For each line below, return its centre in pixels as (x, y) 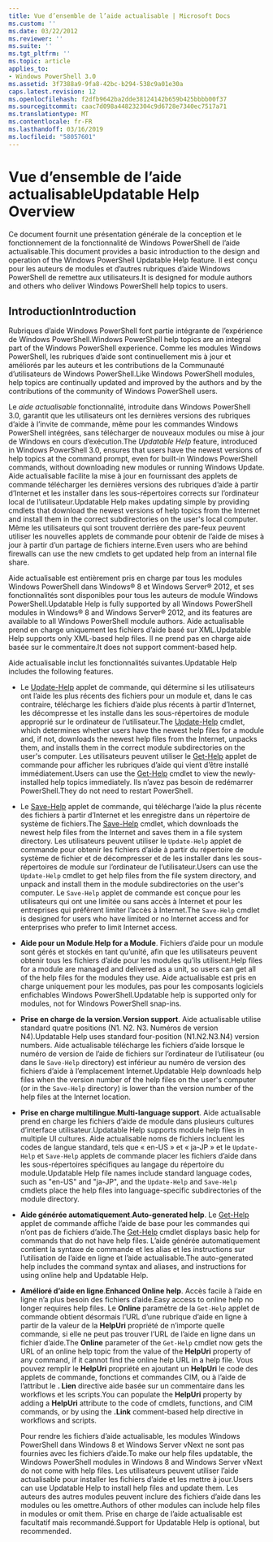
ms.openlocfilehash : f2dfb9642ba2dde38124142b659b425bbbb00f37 (118, 99)
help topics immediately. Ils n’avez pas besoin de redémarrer (152, 782)
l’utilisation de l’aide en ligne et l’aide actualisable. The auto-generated (136, 1258)
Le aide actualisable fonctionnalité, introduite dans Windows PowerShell (130, 407)
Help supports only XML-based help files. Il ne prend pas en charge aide (130, 639)
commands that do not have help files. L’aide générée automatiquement (140, 1241)
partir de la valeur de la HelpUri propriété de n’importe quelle (122, 1326)
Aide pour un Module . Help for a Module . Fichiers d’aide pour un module (142, 943)
